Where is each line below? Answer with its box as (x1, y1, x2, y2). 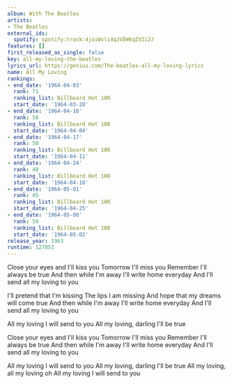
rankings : (7, 75, 36, 82)
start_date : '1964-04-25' (13, 205, 89, 212)
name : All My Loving (7, 68, 68, 75)
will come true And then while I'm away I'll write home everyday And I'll (7, 299, 212, 307)
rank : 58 (13, 114, 39, 121)
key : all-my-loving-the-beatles (7, 56, 101, 63)
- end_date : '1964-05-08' (7, 212, 82, 219)
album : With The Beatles (7, 10, 79, 17)
